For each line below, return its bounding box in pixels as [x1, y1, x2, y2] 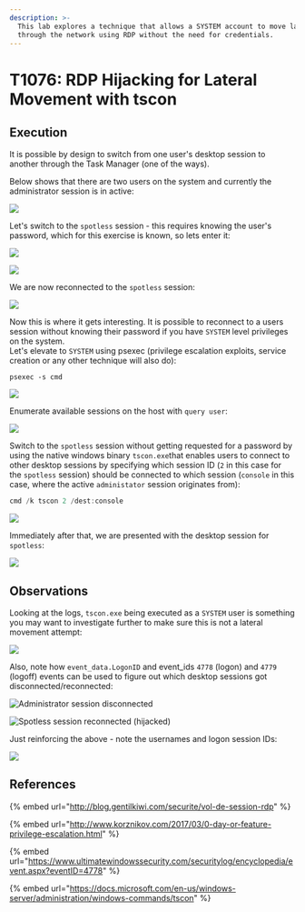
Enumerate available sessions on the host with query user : [9, 406, 229, 416]
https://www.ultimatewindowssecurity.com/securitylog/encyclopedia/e [27, 856, 293, 867]
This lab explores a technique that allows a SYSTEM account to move [17, 22, 286, 31]
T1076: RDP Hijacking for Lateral [9, 69, 258, 90]
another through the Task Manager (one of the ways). [9, 158, 211, 169]
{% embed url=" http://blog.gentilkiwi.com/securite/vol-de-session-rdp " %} [9, 801, 291, 812]
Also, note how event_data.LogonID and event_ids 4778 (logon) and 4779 [9, 661, 277, 673]
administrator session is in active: [9, 185, 134, 196]
